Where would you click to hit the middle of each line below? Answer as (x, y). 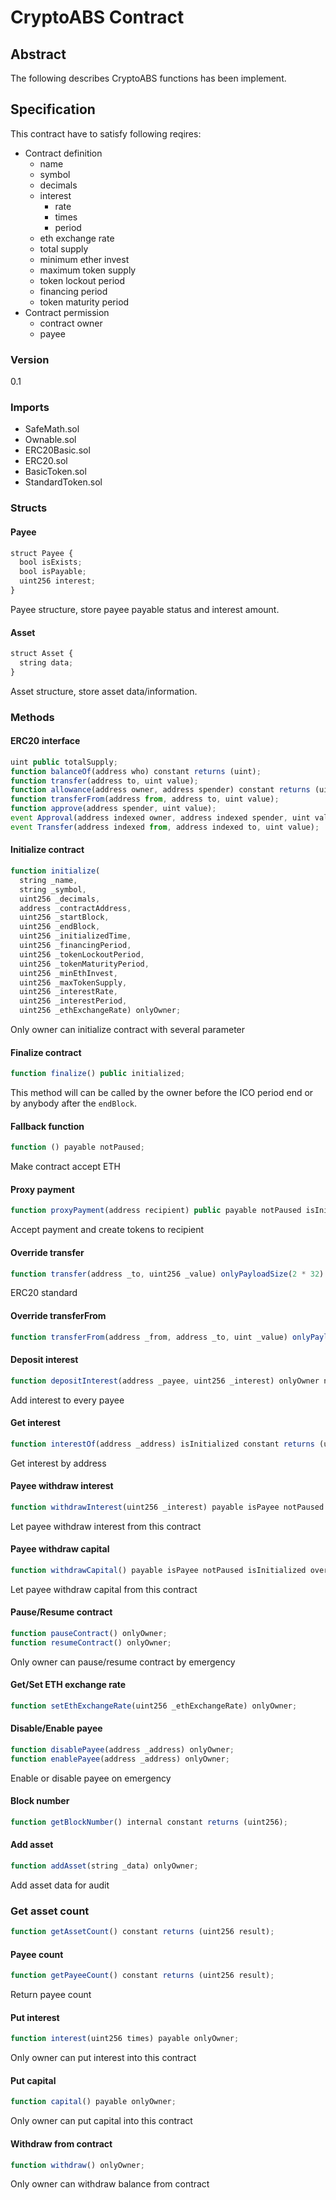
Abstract (38, 54)
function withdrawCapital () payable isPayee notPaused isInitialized (158, 1570)
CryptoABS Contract (97, 17)
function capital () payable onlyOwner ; (93, 2102)
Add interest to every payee (67, 1400)
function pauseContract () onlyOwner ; (89, 1633)
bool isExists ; (51, 562)
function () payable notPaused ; (77, 1147)
